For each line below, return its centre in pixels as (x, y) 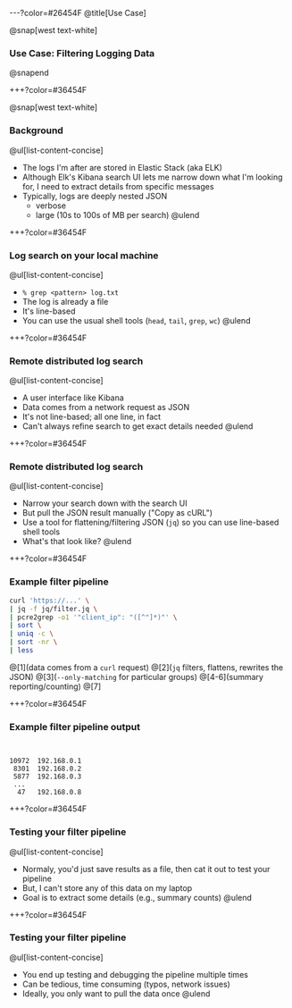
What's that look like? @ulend (77, 542)
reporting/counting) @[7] (55, 686)
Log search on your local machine (84, 256)
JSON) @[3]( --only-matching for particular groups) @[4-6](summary (136, 676)
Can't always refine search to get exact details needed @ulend (138, 426)
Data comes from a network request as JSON (106, 407)
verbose (51, 206)
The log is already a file (65, 301)
